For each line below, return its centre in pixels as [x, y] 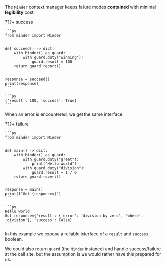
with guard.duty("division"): [54, 168]
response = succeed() [28, 79]
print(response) [22, 84]
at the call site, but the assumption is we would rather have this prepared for [83, 254]
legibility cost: [20, 12]
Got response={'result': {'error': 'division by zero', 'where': [74, 216]
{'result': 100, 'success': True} [41, 101]
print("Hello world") [54, 164]
